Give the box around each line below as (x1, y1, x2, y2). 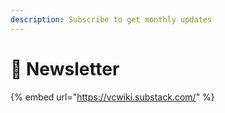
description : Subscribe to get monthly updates (10, 14, 213, 25)
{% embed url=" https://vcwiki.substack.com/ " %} (10, 91, 215, 103)
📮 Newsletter (10, 57, 120, 80)
